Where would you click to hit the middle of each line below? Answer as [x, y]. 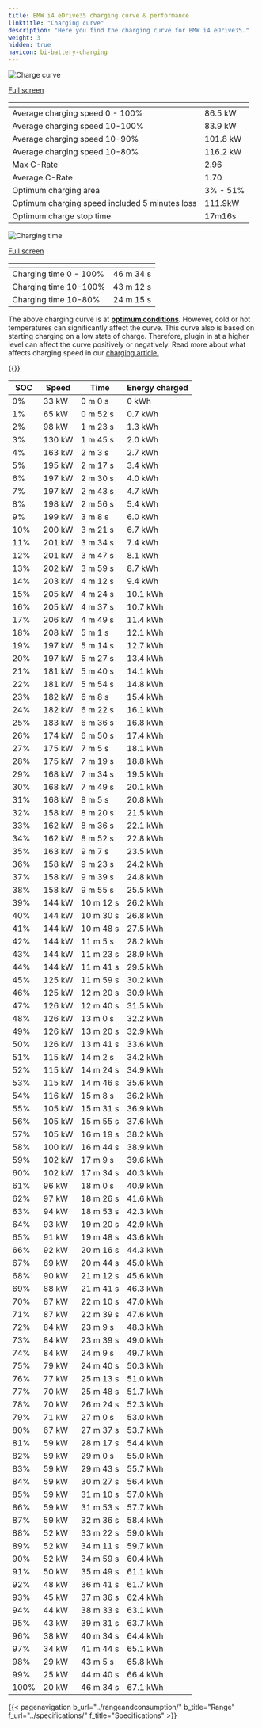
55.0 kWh [145, 1456]
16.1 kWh [145, 710]
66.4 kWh [145, 1675]
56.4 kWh [145, 1481]
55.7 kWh [145, 1469]
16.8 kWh [145, 723]
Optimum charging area [56, 190]
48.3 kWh [145, 1327]
